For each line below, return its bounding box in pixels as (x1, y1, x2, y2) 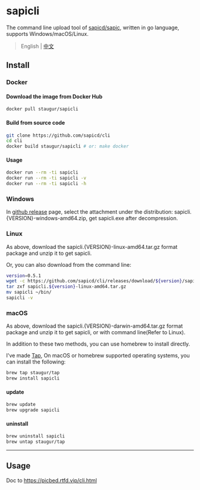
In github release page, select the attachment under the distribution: (6, 208, 173, 215)
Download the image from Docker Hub (6, 93, 103, 100)
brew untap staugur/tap (6, 439, 65, 445)
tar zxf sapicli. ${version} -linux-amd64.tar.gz (6, 283, 127, 290)
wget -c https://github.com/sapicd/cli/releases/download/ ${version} (6, 278, 183, 284)
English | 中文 (20, 42, 55, 50)
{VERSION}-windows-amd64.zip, (6, 215, 88, 222)
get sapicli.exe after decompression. (89, 215, 179, 222)
